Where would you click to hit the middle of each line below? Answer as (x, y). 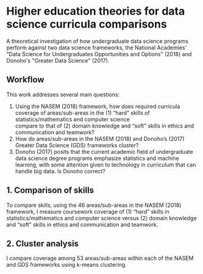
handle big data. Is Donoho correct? (60, 171)
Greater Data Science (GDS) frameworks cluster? (77, 145)
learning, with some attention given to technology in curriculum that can (105, 164)
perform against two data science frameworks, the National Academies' (97, 48)
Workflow (25, 80)
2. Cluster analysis (43, 243)
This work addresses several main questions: (63, 94)
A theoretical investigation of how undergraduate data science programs (98, 41)
